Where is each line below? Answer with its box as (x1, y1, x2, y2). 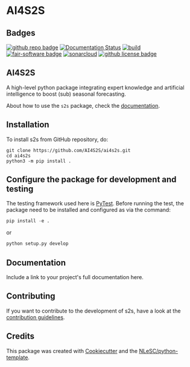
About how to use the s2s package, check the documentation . (6, 102, 160, 109)
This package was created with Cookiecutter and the (6, 347, 138, 354)
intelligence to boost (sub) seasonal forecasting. (6, 90, 127, 98)
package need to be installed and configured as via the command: (6, 207, 171, 214)
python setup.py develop (6, 240, 69, 247)
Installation (6, 119, 49, 130)
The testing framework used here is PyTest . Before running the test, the (6, 200, 184, 207)
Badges (6, 28, 36, 38)
